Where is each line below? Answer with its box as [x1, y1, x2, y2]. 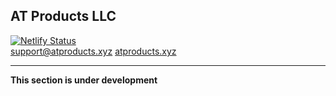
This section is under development [10, 74, 158, 86]
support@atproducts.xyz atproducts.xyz [10, 45, 177, 57]
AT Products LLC [10, 8, 117, 25]
